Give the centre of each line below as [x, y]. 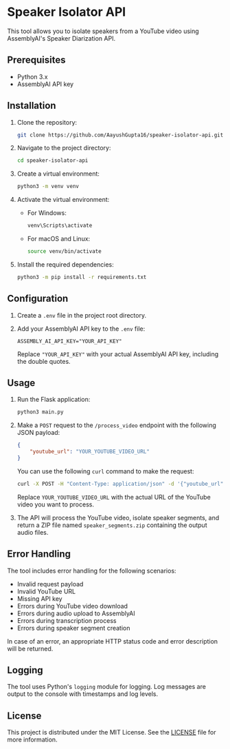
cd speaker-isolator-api [53, 161]
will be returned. [30, 648]
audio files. [33, 532]
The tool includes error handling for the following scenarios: [92, 571]
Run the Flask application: [54, 400]
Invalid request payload [50, 584]
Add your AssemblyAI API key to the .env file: [81, 329]
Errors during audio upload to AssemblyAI [76, 613]
